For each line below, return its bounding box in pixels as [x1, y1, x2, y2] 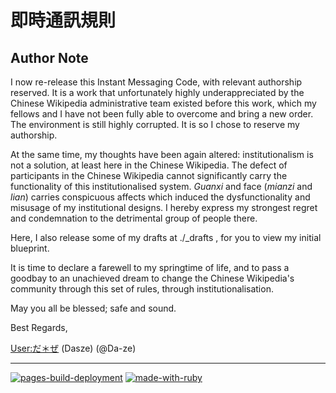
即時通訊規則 [10, 9, 117, 32]
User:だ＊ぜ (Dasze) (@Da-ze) [10, 342, 137, 354]
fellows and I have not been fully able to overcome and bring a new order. [10, 108, 314, 120]
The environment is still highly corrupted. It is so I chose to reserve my [10, 119, 300, 130]
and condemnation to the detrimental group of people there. [10, 212, 258, 224]
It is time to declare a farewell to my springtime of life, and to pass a [10, 262, 290, 273]
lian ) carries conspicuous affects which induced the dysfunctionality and [10, 191, 311, 203]
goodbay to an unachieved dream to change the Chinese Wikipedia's [10, 272, 295, 284]
